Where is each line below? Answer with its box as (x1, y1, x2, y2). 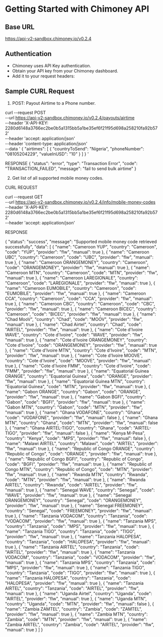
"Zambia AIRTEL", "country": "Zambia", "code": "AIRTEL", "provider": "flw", (5, 621, 155, 627)
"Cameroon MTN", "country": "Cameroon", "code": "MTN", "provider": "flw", (5, 269, 158, 276)
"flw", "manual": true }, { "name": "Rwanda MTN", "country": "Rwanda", (5, 471, 148, 477)
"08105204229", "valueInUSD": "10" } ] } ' (5, 151, 89, 157)
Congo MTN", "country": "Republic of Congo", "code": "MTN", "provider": (5, 466, 153, 472)
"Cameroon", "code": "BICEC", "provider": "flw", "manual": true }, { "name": (5, 311, 157, 317)
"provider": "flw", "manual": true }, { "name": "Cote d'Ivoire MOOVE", (5, 352, 143, 358)
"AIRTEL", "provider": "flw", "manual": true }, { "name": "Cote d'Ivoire (5, 326, 143, 332)
